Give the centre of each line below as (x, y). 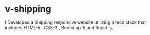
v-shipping (28, 9)
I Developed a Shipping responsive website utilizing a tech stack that (75, 22)
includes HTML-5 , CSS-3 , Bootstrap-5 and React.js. (59, 27)
